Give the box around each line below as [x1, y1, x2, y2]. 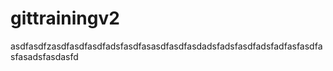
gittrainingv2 [10, 7, 120, 30]
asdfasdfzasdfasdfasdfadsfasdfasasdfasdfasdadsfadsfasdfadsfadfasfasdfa [10, 40, 323, 52]
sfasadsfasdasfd [10, 50, 79, 62]
